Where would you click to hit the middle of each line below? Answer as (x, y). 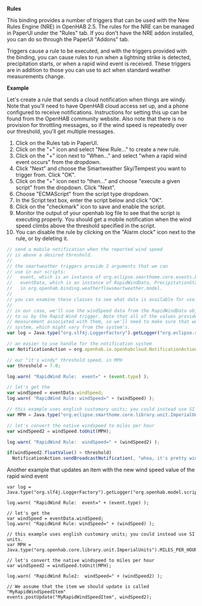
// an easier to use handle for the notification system (79, 344)
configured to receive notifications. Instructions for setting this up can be (97, 112)
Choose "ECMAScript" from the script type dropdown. (82, 194)
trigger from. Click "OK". (46, 175)
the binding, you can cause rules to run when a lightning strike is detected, (99, 57)
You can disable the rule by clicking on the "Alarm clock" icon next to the (105, 232)
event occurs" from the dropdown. (58, 162)
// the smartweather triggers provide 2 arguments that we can (88, 266)
